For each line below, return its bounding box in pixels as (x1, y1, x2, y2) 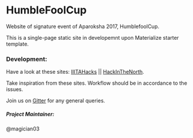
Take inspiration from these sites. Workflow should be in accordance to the (6, 80, 188, 87)
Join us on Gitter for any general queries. (6, 97, 106, 104)
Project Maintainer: (6, 111, 55, 118)
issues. (6, 86, 23, 93)
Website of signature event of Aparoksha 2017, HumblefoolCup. (6, 23, 160, 30)
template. (6, 40, 29, 47)
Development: (6, 55, 48, 63)
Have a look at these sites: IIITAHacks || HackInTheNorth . (6, 68, 145, 75)
